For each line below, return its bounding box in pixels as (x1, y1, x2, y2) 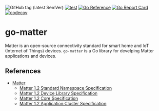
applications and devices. (5, 53, 57, 59)
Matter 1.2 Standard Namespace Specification (19, 85, 112, 91)
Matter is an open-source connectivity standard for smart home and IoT (5, 43, 149, 48)
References (5, 67, 41, 75)
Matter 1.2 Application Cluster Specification (19, 100, 107, 106)
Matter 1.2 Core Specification (19, 95, 78, 101)
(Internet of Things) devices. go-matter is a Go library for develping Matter (5, 48, 155, 53)
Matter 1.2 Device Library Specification (19, 90, 98, 96)
